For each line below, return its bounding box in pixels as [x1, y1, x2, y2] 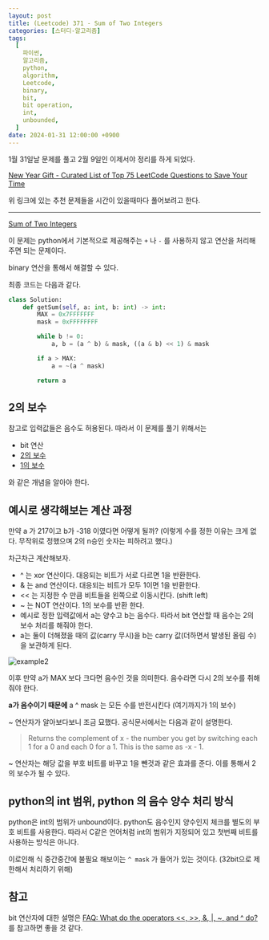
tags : [8, 34, 26, 43]
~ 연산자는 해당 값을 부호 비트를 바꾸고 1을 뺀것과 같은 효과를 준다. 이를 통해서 [8, 759, 251, 768]
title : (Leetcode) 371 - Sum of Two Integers [8, 19, 163, 27]
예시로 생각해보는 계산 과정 [8, 503, 132, 517]
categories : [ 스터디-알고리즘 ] [8, 26, 102, 35]
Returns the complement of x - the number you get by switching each [27, 734, 259, 743]
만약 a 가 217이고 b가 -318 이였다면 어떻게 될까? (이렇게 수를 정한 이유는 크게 [8, 527, 249, 536]
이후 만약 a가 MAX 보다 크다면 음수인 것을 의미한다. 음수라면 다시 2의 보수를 [8, 673, 246, 683]
